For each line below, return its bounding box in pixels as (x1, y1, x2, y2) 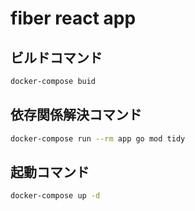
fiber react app (10, 7, 137, 30)
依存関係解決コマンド (10, 107, 142, 124)
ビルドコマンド (10, 49, 103, 66)
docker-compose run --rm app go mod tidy (10, 133, 186, 144)
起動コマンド (10, 163, 90, 181)
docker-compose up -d (10, 191, 101, 201)
